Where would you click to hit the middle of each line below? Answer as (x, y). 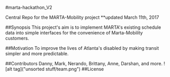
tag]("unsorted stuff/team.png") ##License (59, 69)
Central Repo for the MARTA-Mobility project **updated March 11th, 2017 (82, 17)
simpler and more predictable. (37, 54)
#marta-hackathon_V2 (29, 7)
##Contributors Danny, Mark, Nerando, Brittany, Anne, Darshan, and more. (84, 63)
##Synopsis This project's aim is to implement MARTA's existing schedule (83, 27)
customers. (17, 38)
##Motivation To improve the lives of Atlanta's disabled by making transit (82, 48)
